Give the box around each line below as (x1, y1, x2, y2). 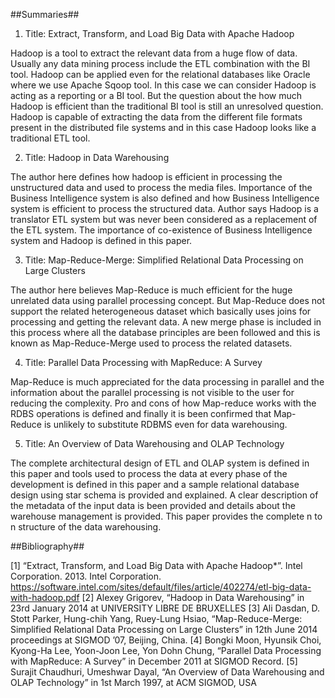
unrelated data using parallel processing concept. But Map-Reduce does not (10, 295, 325, 306)
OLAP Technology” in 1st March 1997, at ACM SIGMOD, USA (10, 677, 257, 688)
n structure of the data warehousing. (10, 521, 162, 533)
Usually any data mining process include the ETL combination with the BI (10, 58, 311, 69)
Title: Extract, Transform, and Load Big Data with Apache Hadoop (24, 28, 295, 39)
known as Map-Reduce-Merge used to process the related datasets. (10, 337, 293, 349)
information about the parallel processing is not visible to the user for (10, 387, 295, 398)
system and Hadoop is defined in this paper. (10, 235, 193, 246)
